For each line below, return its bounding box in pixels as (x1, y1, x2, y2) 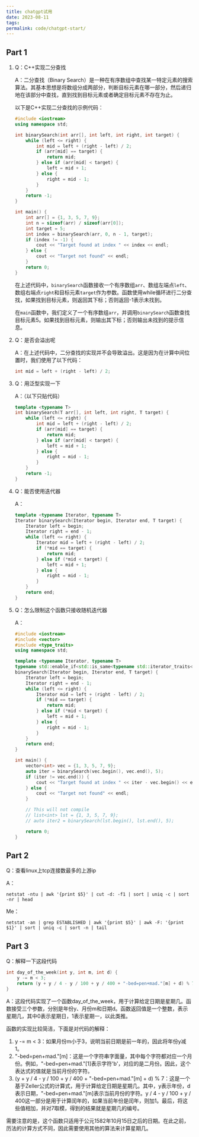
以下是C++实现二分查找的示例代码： (14, 104, 104, 111)
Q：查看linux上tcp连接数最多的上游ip (6, 867, 97, 874)
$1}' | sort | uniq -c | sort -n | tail (6, 925, 108, 931)
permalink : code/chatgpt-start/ (6, 25, 86, 32)
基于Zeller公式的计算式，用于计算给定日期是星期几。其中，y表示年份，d (14, 1082, 191, 1089)
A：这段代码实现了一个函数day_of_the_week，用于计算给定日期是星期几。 (6, 997, 187, 1004)
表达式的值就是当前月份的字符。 (14, 1067, 93, 1075)
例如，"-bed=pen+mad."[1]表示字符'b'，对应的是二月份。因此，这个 (25, 1060, 191, 1067)
